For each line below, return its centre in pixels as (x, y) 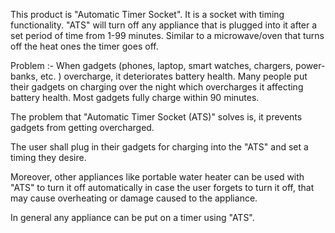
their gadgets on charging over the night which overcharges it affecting (157, 87)
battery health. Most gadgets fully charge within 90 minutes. (135, 97)
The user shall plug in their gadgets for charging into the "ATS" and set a (159, 147)
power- (310, 65)
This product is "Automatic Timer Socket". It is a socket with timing (147, 14)
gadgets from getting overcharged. (82, 127)
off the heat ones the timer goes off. (84, 46)
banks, (24, 76)
